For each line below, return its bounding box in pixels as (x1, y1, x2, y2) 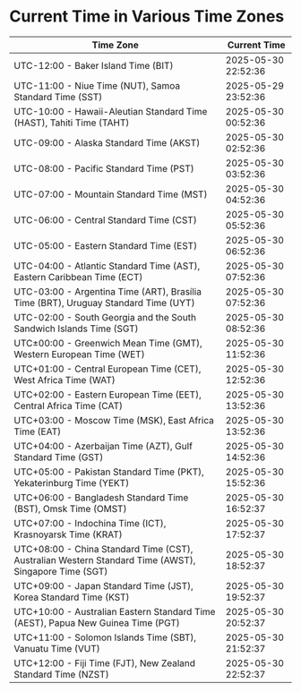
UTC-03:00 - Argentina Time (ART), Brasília (13, 285, 202, 297)
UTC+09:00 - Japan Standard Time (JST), (13, 579, 194, 592)
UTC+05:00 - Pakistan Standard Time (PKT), (13, 466, 204, 478)
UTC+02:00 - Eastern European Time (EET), (13, 388, 202, 400)
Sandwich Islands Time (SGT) (13, 322, 139, 335)
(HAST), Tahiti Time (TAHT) (13, 116, 130, 129)
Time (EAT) (13, 425, 61, 438)
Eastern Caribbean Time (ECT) (13, 270, 143, 283)
